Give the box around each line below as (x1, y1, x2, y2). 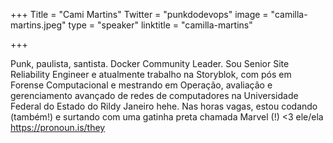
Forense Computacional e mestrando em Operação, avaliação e (10, 79, 273, 91)
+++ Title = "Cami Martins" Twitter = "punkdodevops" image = (10, 9, 269, 20)
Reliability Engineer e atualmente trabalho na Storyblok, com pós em (10, 69, 292, 80)
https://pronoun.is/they (10, 122, 106, 133)
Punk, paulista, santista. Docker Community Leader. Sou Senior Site (10, 58, 290, 69)
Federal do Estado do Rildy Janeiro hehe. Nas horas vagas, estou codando (10, 100, 318, 112)
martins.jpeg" (10, 19, 67, 31)
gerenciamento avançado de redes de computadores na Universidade (10, 90, 299, 101)
